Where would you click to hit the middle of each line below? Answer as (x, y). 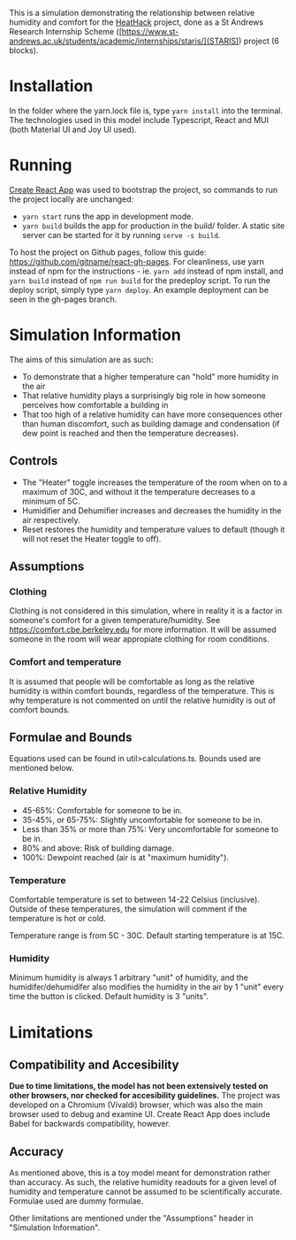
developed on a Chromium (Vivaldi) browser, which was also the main (136, 1105)
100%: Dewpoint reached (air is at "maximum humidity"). (125, 857)
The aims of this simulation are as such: (81, 359)
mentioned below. (42, 768)
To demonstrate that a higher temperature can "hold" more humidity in (150, 376)
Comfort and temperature (65, 662)
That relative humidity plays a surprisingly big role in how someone (144, 395)
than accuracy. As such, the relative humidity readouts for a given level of (143, 1182)
